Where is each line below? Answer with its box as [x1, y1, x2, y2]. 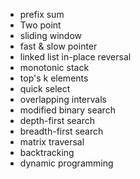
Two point [19, 19, 62, 31]
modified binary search [19, 104, 116, 116]
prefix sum [19, 9, 65, 20]
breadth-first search [19, 125, 104, 137]
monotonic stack [19, 62, 90, 73]
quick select [19, 83, 71, 94]
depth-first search [19, 115, 96, 126]
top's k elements [19, 72, 89, 84]
